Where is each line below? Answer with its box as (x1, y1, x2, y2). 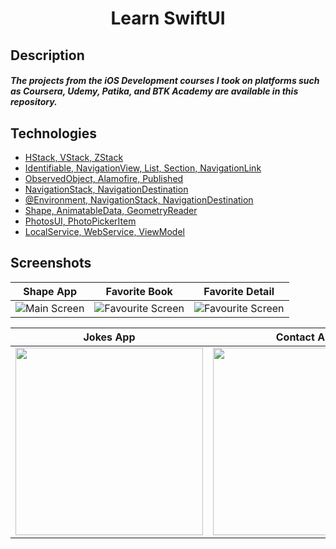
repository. (10, 96, 58, 108)
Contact (275, 330, 315, 344)
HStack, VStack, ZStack (24, 151, 124, 163)
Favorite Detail (203, 284, 275, 298)
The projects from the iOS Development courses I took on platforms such (10, 75, 320, 87)
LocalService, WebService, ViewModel (24, 225, 185, 237)
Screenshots (10, 255, 92, 272)
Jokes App (83, 330, 136, 344)
